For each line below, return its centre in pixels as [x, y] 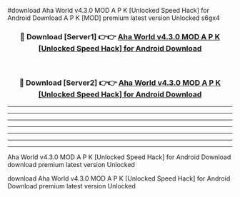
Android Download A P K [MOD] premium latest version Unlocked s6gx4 [114, 18]
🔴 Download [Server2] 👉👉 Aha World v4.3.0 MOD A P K [120, 83]
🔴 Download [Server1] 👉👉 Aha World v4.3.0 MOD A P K [120, 36]
